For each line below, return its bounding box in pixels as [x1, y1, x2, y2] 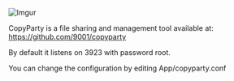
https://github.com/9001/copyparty [8, 32, 127, 41]
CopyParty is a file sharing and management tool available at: [8, 23, 214, 32]
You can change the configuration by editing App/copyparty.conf [8, 63, 227, 73]
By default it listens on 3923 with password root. [8, 48, 171, 57]
